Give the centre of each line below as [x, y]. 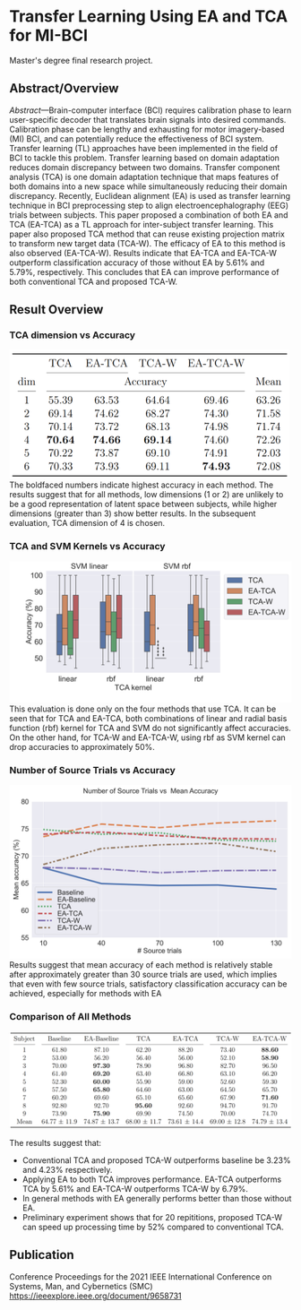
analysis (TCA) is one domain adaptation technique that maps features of [144, 177]
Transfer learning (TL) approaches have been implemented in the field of [144, 148]
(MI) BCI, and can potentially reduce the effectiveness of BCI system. [137, 138]
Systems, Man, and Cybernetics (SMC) [82, 1286]
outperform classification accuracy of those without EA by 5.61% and [137, 263]
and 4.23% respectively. [67, 1170]
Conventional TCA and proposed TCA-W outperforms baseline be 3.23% [156, 1160]
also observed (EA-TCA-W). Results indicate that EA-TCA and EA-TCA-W [143, 253]
